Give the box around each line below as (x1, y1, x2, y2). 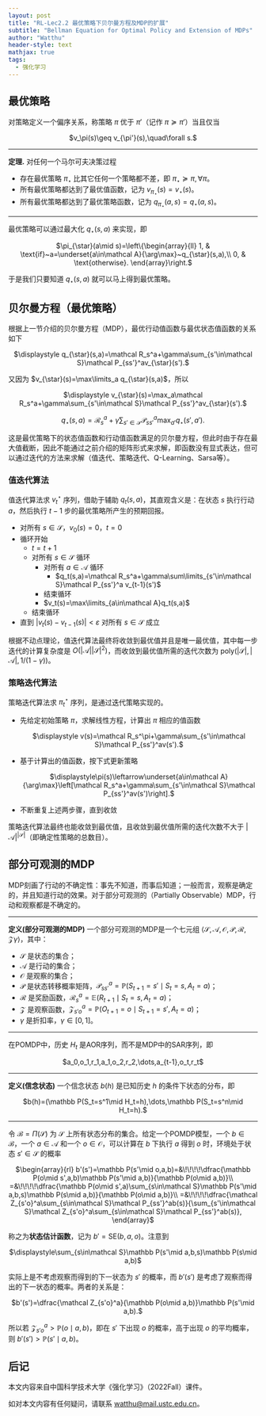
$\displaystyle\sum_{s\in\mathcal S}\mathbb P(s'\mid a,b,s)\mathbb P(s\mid (9, 1247, 257, 1257)
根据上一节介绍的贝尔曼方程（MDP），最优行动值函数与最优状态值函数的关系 (8, 324, 256, 334)
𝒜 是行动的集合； (19, 960, 78, 971)
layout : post (8, 11, 51, 20)
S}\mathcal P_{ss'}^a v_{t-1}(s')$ (55, 580, 161, 590)
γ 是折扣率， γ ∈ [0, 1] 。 (19, 1016, 97, 1025)
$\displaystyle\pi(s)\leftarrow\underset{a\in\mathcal (49, 772, 219, 781)
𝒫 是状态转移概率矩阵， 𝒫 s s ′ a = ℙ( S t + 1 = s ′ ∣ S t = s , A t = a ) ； (19, 979, 218, 993)
